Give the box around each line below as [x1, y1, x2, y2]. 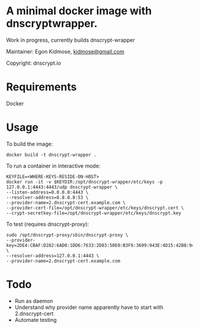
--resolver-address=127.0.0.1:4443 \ [6, 252, 99, 259]
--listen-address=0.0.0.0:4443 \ [6, 189, 89, 195]
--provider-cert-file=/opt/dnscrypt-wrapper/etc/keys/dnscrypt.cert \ [6, 205, 184, 211]
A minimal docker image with [6, 4, 152, 18]
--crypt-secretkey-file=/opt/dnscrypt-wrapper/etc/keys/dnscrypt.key [6, 210, 182, 216]
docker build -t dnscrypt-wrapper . [6, 151, 97, 158]
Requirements [6, 80, 77, 94]
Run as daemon [14, 297, 53, 304]
